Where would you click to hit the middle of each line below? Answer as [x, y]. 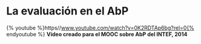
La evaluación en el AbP [68, 11]
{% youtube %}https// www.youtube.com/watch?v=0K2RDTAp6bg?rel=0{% [100, 28]
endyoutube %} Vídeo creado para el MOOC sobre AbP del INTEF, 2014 [97, 34]
